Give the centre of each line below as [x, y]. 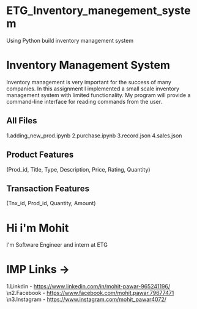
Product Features [40, 155]
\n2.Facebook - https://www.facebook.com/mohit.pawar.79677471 [90, 293]
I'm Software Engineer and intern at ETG [57, 245]
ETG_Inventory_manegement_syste [98, 11]
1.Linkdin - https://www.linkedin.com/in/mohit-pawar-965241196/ [88, 286]
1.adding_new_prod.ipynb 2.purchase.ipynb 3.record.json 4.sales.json [94, 136]
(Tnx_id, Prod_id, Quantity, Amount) [51, 203]
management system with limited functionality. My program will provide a [98, 95]
